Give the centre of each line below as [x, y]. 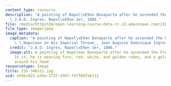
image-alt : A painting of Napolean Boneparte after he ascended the [84, 52]
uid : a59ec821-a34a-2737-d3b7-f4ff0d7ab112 [52, 76]
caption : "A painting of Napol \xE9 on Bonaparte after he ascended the [86, 38]
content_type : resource [31, 10]
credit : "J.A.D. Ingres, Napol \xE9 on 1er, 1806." [63, 48]
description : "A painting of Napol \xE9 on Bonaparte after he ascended [82, 15]
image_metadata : [22, 33]
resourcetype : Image [27, 66]
